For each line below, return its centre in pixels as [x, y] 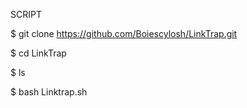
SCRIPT [26, 14]
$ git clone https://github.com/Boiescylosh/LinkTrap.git [124, 33]
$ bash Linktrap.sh [49, 92]
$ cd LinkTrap [38, 53]
